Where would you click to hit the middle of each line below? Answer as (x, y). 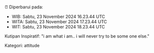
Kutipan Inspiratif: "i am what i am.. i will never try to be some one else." (77, 36)
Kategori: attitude (22, 46)
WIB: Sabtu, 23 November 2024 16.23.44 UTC (58, 17)
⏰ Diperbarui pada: (24, 7)
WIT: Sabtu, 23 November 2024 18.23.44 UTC (58, 27)
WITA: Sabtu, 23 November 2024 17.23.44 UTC (59, 22)
